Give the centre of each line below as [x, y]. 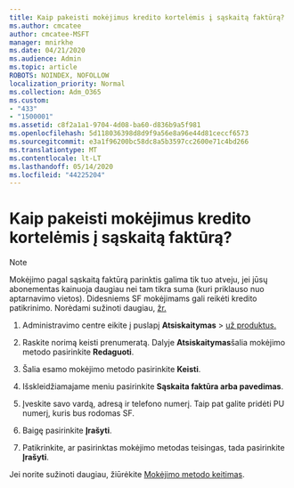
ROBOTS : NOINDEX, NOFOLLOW [59, 76]
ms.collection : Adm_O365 [55, 92]
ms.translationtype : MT [53, 150]
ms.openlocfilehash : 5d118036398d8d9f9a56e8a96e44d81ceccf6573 [129, 134]
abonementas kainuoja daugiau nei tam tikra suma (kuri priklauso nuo [137, 289]
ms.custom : [29, 100]
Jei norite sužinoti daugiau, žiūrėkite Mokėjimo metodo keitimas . [127, 475]
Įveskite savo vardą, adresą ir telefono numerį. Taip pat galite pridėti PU [153, 404]
